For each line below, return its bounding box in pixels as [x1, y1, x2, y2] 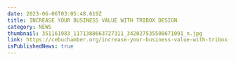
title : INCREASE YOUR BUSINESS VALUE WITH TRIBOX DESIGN [7, 17, 178, 24]
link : [7, 36, 23, 43]
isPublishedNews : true [7, 43, 74, 50]
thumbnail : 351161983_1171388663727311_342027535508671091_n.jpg [7, 29, 202, 37]
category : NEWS [7, 23, 52, 30]
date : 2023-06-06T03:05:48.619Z [7, 10, 102, 18]
